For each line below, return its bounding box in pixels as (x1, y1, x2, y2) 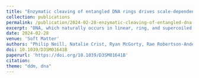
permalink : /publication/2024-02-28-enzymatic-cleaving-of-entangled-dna (6, 19, 192, 25)
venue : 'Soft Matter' (6, 36, 60, 42)
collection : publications (6, 14, 70, 20)
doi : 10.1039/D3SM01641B (6, 47, 68, 53)
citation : (6, 57, 31, 63)
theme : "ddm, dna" (6, 63, 52, 69)
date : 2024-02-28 (6, 30, 49, 36)
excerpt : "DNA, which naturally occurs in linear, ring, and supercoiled (6, 25, 192, 31)
